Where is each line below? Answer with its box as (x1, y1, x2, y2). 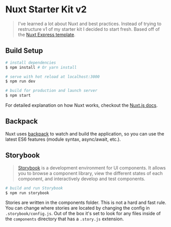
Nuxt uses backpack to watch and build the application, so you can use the (5, 130, 164, 137)
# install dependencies (5, 60, 56, 65)
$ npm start (5, 93, 31, 98)
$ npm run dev (5, 79, 36, 84)
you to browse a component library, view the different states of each (17, 170, 163, 176)
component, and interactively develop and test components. (17, 176, 145, 182)
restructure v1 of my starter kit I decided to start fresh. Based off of (17, 26, 160, 32)
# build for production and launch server (5, 88, 98, 93)
